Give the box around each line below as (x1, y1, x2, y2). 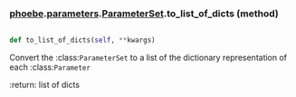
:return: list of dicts (9, 80, 80, 91)
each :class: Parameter (9, 62, 91, 73)
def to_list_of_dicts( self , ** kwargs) (9, 35, 156, 45)
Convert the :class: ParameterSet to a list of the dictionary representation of (9, 53, 288, 63)
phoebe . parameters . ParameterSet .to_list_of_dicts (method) (9, 7, 279, 20)
